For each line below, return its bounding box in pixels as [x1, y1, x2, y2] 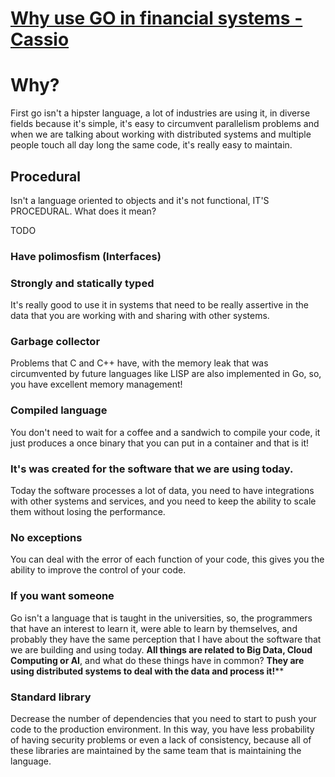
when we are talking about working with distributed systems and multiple [10, 128, 312, 141]
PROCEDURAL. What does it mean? [10, 205, 157, 217]
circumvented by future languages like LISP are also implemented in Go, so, [10, 368, 322, 380]
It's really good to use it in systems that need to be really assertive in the [10, 299, 309, 311]
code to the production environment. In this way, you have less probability [10, 723, 315, 735]
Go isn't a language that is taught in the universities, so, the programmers [10, 612, 313, 624]
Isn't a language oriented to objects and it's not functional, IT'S [10, 194, 270, 206]
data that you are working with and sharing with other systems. [10, 310, 270, 322]
